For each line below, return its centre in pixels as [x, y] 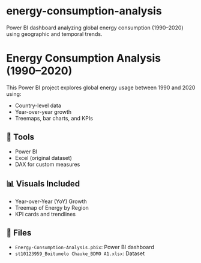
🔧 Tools [20, 137]
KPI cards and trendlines [45, 214]
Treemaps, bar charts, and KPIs [54, 118]
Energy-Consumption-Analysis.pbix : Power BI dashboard [84, 247]
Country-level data [38, 105]
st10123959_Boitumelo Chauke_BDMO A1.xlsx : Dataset [80, 253]
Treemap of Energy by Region [52, 207]
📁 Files [19, 233]
